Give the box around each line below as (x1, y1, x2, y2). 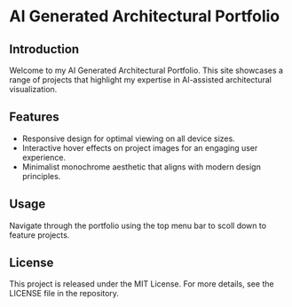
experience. (21, 152, 67, 162)
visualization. (9, 84, 58, 94)
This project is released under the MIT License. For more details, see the (9, 279, 274, 289)
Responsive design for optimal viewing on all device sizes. (21, 133, 235, 144)
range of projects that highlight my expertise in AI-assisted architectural (9, 75, 272, 85)
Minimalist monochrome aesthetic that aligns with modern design (21, 161, 262, 172)
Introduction (9, 42, 80, 57)
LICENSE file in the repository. (9, 288, 120, 299)
